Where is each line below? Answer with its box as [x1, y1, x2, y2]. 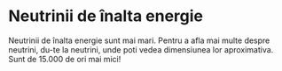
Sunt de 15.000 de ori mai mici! [8, 53, 121, 64]
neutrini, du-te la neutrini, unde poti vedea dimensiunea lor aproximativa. [8, 44, 274, 54]
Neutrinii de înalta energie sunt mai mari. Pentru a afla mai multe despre [8, 35, 270, 46]
